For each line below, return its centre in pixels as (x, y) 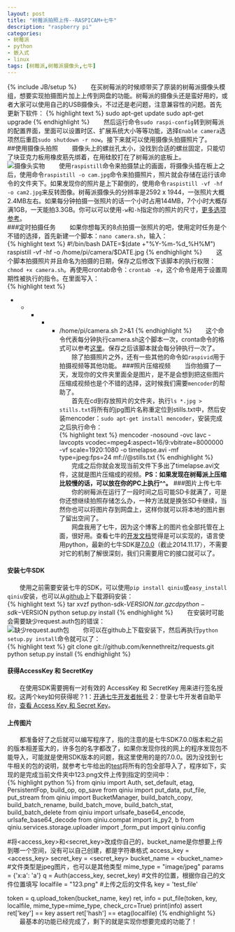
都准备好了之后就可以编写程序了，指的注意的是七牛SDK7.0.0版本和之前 (121, 740)
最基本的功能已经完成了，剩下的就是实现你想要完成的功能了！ (108, 921)
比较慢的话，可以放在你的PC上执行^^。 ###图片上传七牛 (141, 483)
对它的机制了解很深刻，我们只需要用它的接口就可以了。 (139, 553)
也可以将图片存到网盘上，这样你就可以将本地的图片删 (148, 509)
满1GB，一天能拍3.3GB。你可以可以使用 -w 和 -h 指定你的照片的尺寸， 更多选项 (117, 209)
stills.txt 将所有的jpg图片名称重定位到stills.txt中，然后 (140, 409)
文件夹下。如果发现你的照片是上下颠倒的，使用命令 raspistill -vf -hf (121, 183)
